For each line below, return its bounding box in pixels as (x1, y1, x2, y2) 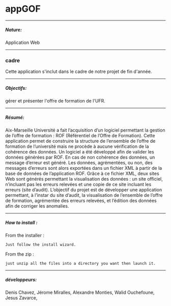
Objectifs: (5, 85, 27, 91)
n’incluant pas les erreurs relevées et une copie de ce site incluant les (5, 182, 152, 188)
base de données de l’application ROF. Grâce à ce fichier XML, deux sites (5, 170, 159, 176)
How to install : (5, 219, 38, 225)
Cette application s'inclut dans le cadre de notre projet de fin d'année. (5, 68, 152, 74)
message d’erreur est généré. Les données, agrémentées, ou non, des (5, 160, 153, 166)
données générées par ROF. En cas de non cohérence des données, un (5, 154, 155, 161)
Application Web (5, 39, 40, 45)
